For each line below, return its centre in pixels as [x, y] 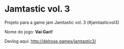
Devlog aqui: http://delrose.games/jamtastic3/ [50, 41]
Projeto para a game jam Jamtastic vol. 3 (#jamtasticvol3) [62, 22]
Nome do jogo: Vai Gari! [29, 32]
